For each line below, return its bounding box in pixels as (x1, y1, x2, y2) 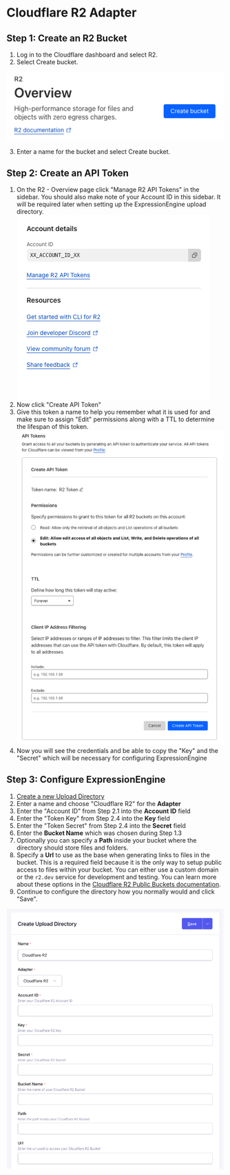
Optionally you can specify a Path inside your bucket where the (16, 836, 197, 844)
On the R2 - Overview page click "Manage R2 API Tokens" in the (16, 185, 200, 194)
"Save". (16, 894, 38, 903)
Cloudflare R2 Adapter (6, 5, 137, 21)
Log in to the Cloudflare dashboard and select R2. (16, 50, 158, 59)
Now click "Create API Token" (16, 401, 101, 409)
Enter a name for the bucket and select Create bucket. (16, 147, 171, 156)
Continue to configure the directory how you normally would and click (16, 887, 215, 896)
